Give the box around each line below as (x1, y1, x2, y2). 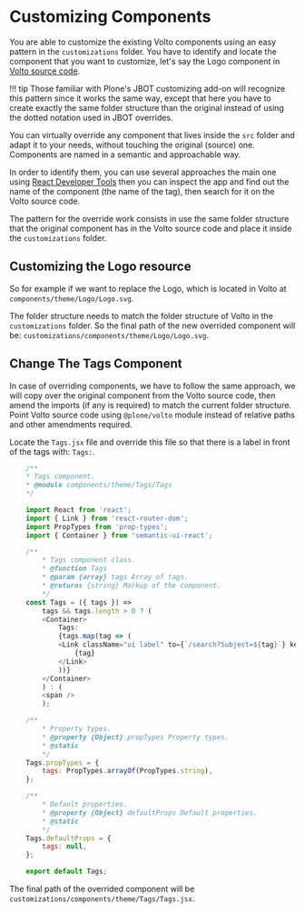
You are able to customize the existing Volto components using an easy (9, 36, 277, 47)
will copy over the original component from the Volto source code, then (9, 389, 276, 401)
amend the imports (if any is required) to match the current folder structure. (9, 399, 292, 410)
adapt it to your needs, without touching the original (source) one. (9, 139, 256, 150)
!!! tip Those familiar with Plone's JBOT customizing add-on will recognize (9, 83, 286, 94)
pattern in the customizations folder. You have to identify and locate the (9, 45, 277, 56)
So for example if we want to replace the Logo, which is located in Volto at (9, 283, 288, 294)
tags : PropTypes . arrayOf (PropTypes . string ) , (42, 767, 213, 776)
